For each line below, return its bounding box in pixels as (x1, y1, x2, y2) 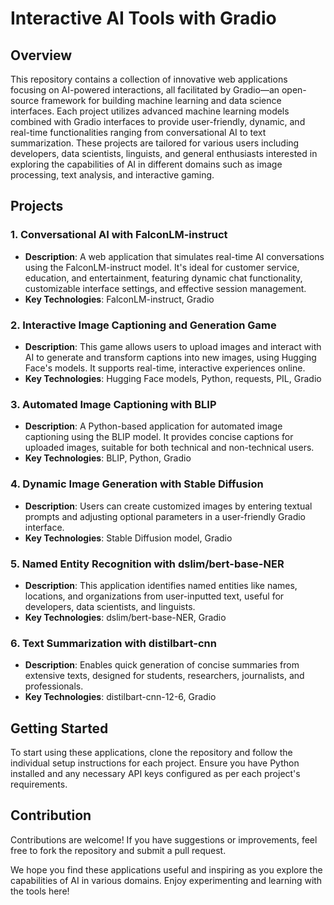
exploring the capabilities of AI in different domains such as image (10, 158, 283, 170)
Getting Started (10, 720, 109, 737)
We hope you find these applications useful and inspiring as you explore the (10, 863, 323, 876)
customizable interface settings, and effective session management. (24, 282, 307, 294)
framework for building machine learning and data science (41, 95, 282, 106)
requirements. (10, 778, 68, 790)
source (10, 95, 40, 106)
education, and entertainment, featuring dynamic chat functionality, (24, 272, 303, 284)
